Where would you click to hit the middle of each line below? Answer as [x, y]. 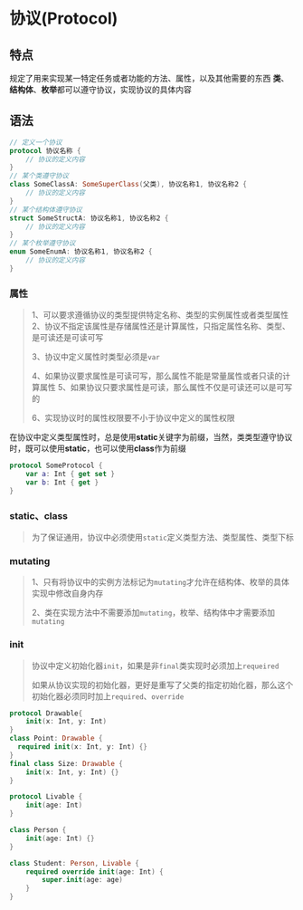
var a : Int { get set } [71, 474]
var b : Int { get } [62, 482]
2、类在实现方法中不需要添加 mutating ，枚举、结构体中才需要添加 [153, 613]
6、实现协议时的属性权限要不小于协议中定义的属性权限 [133, 418]
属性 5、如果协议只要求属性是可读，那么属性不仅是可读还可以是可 [162, 388]
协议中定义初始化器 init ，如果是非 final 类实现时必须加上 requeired [155, 666]
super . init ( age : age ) [83, 880]
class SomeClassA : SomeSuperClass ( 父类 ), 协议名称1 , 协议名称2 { [128, 185]
